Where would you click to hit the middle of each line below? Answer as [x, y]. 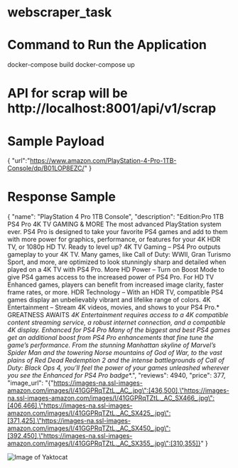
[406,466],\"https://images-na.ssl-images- [70, 405]
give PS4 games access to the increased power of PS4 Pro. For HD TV [111, 277]
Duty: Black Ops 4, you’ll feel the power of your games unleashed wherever [118, 368]
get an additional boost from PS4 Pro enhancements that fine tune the [111, 338]
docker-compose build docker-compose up [71, 65]
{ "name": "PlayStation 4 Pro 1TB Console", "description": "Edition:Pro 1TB [115, 217]
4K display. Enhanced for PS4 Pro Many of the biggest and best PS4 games [119, 330]
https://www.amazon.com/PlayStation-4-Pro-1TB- [103, 161]
